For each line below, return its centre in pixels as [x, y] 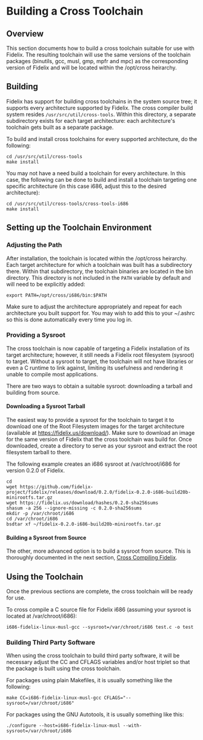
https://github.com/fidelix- [57, 487]
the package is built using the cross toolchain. [64, 669]
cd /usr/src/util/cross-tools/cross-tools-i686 [68, 204]
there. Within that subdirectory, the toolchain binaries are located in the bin [100, 271]
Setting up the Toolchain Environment [79, 228]
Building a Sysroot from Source [46, 538]
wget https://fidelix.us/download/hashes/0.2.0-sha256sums [82, 503]
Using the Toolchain [45, 577]
